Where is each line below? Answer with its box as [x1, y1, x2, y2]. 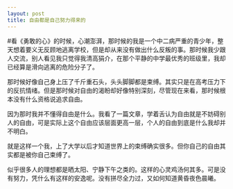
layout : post [7, 10, 45, 17]
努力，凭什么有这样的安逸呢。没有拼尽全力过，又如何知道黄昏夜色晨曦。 [12, 174, 220, 182]
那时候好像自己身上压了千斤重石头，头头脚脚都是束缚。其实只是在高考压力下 [7, 77, 226, 85]
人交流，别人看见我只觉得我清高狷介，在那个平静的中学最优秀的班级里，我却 [7, 54, 226, 63]
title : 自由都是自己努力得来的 [7, 17, 86, 24]
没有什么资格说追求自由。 [12, 94, 87, 103]
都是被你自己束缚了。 [12, 150, 74, 158]
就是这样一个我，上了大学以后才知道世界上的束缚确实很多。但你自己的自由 [7, 142, 220, 150]
